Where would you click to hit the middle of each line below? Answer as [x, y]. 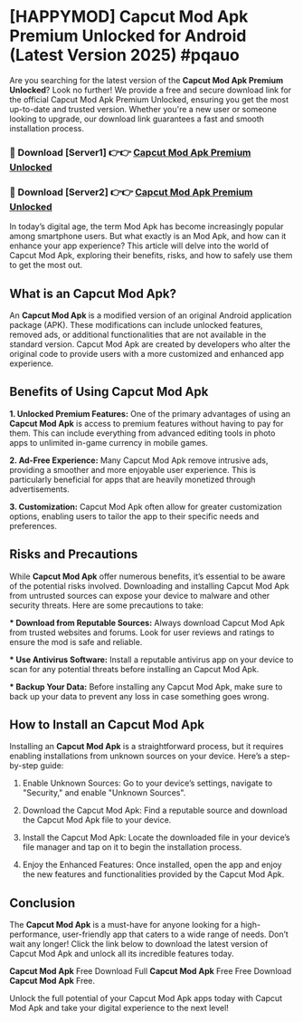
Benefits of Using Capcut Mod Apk [109, 392]
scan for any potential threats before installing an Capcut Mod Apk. [134, 669]
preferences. [33, 525]
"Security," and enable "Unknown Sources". [104, 793]
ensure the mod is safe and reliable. [76, 641]
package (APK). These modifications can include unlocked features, [137, 324]
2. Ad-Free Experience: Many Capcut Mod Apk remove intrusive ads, [139, 460]
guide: [52, 766]
